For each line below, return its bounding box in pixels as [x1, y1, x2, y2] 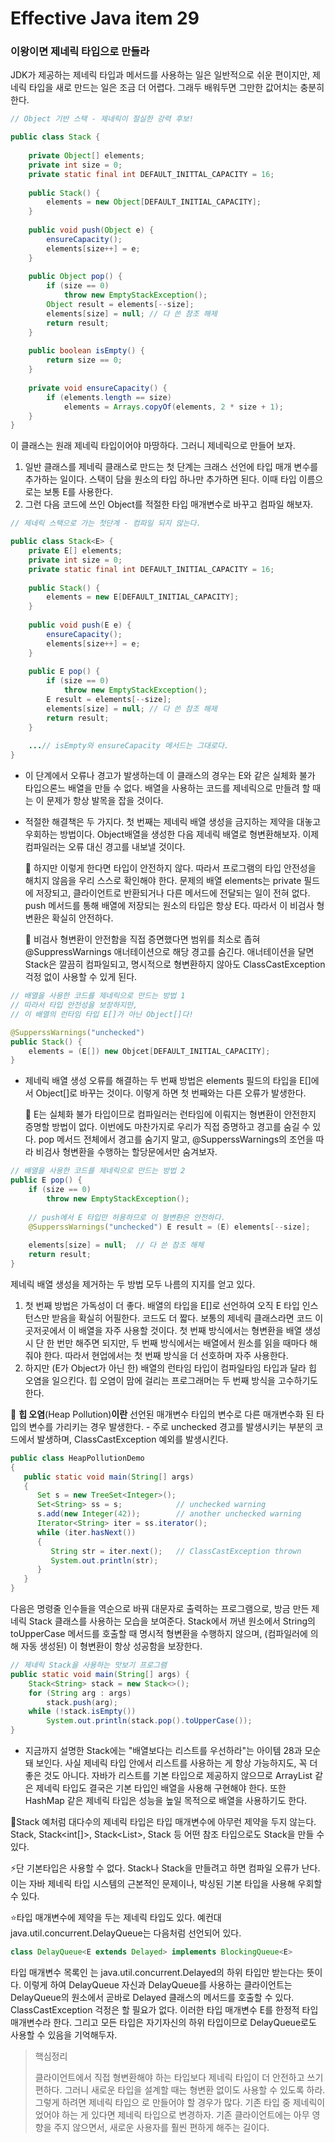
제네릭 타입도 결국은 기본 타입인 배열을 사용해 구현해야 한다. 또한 [35, 1782, 287, 1794]
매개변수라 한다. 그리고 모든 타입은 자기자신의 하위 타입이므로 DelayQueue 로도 [10, 2016, 317, 2028]
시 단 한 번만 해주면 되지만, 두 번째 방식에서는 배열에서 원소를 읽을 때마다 [24, 1337, 308, 1349]
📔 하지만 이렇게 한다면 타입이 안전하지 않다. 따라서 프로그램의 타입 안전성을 [24, 862, 317, 874]
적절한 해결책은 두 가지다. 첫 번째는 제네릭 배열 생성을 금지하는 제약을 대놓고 [24, 816, 322, 828]
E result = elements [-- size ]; [46, 695, 172, 705]
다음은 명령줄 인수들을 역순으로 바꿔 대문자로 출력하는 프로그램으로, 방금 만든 [10, 1603, 310, 1615]
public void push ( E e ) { [28, 620, 132, 631]
